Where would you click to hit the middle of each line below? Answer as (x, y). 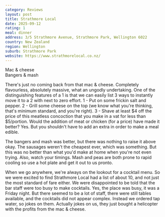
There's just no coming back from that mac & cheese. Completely (72, 85)
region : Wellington (25, 47)
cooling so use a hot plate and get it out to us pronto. (59, 163)
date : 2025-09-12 (23, 24)
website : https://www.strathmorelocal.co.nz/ (53, 56)
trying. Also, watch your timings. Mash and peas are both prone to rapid (79, 158)
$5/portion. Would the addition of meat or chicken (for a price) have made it (82, 121)
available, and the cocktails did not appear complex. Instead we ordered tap (82, 199)
